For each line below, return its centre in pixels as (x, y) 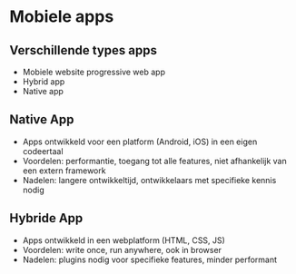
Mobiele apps (62, 17)
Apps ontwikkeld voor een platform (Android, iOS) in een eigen (140, 142)
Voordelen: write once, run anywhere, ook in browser (122, 250)
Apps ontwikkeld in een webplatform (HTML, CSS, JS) (123, 240)
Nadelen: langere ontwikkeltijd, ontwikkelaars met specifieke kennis (149, 180)
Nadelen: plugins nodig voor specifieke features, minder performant (150, 259)
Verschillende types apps (83, 50)
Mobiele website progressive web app (94, 72)
